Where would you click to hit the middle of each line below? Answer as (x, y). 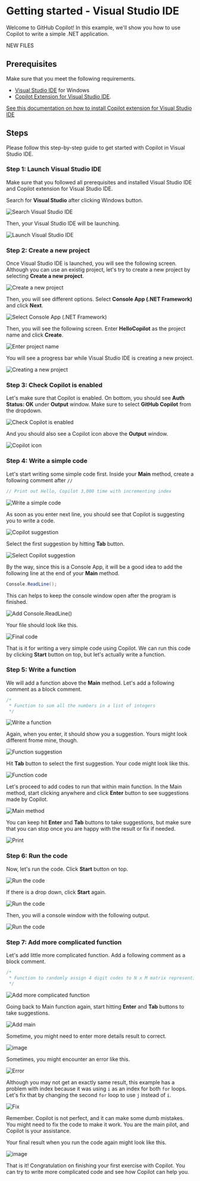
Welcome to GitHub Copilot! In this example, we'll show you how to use (93, 27)
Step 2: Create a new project (48, 250)
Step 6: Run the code (37, 856)
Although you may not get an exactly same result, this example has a (90, 1082)
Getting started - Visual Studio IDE (93, 11)
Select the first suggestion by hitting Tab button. (65, 544)
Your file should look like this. (42, 625)
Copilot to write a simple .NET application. (57, 33)
